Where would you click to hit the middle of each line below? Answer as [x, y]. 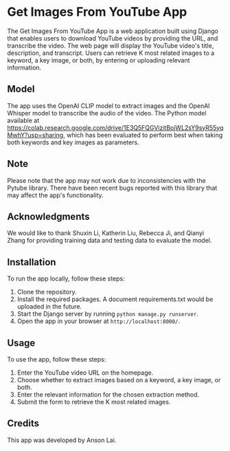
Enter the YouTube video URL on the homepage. [85, 373]
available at [23, 120]
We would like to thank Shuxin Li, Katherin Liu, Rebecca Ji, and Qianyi [106, 233]
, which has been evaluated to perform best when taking [143, 135]
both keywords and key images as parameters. [73, 142]
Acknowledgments [49, 216]
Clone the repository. [47, 292]
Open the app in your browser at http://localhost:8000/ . [99, 321]
